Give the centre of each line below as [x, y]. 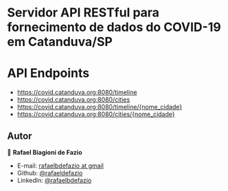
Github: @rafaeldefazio [50, 172]
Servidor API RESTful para [83, 13]
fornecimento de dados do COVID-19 [114, 27]
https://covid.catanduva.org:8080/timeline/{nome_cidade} [100, 107]
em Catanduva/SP [60, 42]
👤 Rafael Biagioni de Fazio [45, 152]
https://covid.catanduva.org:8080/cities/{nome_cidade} [96, 114]
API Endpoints [48, 73]
